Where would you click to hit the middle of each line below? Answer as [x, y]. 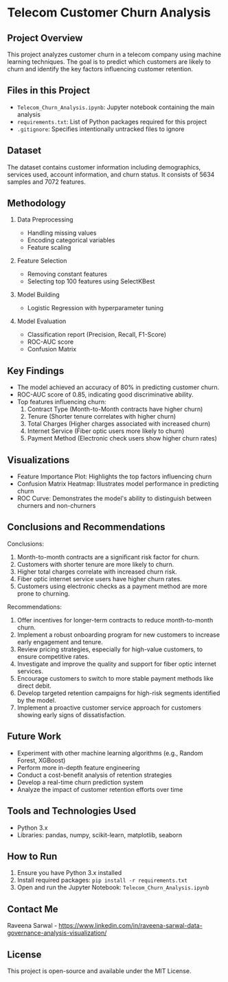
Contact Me [33, 909]
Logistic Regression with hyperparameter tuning [95, 308]
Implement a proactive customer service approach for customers [109, 708]
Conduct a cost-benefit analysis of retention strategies [94, 775]
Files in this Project [49, 91]
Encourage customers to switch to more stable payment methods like [115, 678]
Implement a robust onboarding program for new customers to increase [118, 634]
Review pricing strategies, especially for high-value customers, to [110, 649]
